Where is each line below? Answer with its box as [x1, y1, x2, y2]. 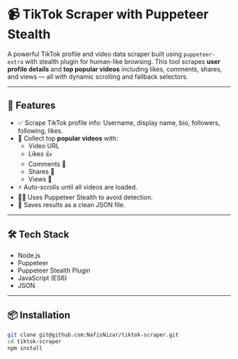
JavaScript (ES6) [17, 273, 67, 282]
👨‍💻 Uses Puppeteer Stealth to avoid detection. [17, 193, 154, 201]
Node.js [17, 250, 41, 260]
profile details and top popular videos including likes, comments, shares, [7, 65, 222, 73]
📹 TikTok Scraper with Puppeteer [7, 6, 209, 23]
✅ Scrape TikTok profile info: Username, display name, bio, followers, [17, 118, 221, 127]
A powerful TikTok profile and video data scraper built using [7, 50, 182, 58]
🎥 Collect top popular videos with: [17, 133, 118, 143]
